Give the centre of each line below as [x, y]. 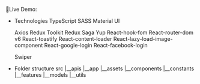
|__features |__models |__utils [50, 75]
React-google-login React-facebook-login [96, 45]
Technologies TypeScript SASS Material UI [67, 21]
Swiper [23, 57]
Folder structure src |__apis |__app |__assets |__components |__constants [104, 68]
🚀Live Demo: [21, 9]
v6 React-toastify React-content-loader [63, 39]
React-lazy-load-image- [143, 39]
